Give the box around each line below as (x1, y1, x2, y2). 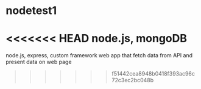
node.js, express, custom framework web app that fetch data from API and (5, 52, 193, 59)
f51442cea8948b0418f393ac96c (111, 70, 196, 77)
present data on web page (5, 59, 72, 66)
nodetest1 (5, 4, 57, 18)
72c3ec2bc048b (111, 77, 154, 84)
